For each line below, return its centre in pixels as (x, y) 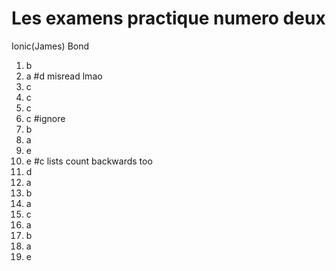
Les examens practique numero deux (168, 18)
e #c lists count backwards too (89, 161)
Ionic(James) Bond (50, 46)
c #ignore (45, 118)
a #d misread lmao (64, 76)
